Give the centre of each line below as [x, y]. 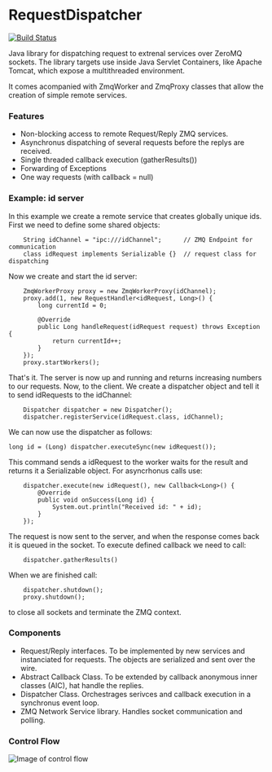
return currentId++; [87, 341]
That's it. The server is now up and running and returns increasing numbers [135, 377]
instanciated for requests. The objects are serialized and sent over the [138, 659]
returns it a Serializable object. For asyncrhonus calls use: [105, 471]
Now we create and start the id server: [73, 276]
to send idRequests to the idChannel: [70, 395]
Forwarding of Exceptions [64, 169]
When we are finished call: [53, 575]
